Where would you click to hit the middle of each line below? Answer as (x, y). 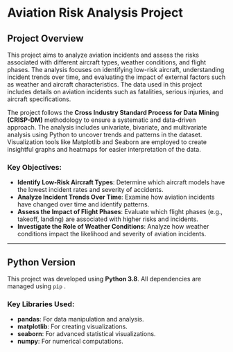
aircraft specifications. (39, 99)
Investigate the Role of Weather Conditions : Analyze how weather (113, 227)
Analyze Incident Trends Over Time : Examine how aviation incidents (116, 197)
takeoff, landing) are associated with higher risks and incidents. (108, 219)
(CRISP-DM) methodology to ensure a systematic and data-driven (102, 120)
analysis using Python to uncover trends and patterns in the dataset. (105, 134)
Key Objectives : (35, 167)
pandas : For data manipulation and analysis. (80, 319)
